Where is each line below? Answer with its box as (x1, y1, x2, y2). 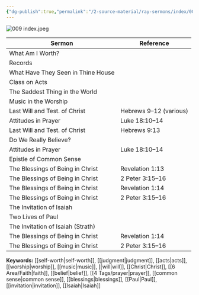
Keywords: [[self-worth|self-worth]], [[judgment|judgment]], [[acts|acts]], (6, 256, 188, 264)
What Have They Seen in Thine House (9, 68, 115, 76)
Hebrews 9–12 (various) (120, 107, 188, 115)
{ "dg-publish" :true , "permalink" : (6, 8, 89, 15)
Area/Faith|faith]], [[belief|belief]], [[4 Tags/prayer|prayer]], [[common (6, 269, 178, 276)
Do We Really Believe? (9, 136, 71, 144)
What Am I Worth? (9, 49, 60, 57)
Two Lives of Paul (9, 213, 59, 221)
